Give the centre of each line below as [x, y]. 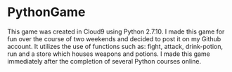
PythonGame [46, 12]
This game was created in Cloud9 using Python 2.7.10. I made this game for [116, 31]
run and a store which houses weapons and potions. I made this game [109, 54]
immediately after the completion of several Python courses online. [104, 61]
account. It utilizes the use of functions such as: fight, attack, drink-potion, [115, 46]
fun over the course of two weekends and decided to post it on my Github [114, 38]
